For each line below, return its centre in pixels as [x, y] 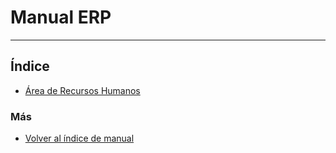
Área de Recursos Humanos [82, 90]
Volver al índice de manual [79, 138]
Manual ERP [61, 17]
